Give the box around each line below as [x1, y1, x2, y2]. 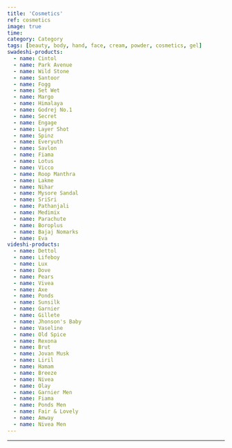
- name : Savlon [13, 145, 57, 152]
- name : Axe [13, 286, 48, 293]
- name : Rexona [13, 338, 57, 344]
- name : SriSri [13, 196, 57, 204]
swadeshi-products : [7, 49, 64, 56]
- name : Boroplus [13, 222, 64, 228]
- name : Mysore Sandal [13, 190, 79, 197]
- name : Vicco [13, 164, 54, 171]
